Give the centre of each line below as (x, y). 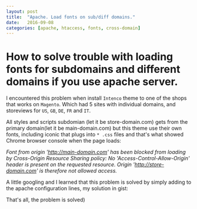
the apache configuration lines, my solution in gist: (67, 188)
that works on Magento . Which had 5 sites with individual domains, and (91, 105)
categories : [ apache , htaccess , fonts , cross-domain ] (74, 28)
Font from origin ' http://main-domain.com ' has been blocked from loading (96, 152)
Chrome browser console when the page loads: (64, 141)
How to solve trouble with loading (90, 57)
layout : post (22, 11)
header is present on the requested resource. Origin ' (71, 164)
